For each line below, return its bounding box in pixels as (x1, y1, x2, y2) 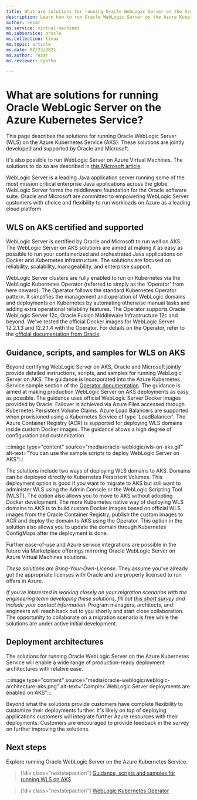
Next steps (6, 742, 47, 752)
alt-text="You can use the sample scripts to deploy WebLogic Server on (6, 450, 180, 457)
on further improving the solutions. (6, 725, 90, 732)
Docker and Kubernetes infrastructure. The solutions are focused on (6, 257, 171, 264)
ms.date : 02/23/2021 (6, 47, 57, 53)
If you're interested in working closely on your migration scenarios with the (6, 589, 188, 596)
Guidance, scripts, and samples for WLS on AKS (6, 347, 186, 357)
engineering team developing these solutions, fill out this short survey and (6, 595, 186, 602)
